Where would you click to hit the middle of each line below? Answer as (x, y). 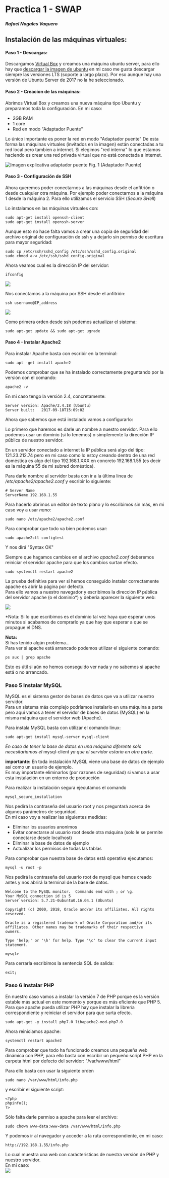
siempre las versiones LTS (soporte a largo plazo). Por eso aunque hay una (83, 75)
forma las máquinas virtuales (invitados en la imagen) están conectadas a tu (84, 144)
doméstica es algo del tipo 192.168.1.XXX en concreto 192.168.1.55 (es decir (83, 461)
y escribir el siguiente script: (35, 1089)
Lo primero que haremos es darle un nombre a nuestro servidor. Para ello (81, 429)
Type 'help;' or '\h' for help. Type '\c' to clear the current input (81, 941)
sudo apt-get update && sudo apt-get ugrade (53, 331)
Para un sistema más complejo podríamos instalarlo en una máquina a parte (84, 707)
